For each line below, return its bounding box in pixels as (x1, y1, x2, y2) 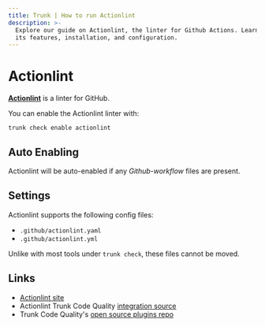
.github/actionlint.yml (19, 235, 99, 243)
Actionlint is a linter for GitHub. (8, 94, 110, 103)
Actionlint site (19, 292, 65, 302)
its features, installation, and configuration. (15, 33, 178, 42)
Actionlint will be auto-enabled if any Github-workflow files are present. (8, 166, 241, 176)
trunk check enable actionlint (8, 124, 111, 132)
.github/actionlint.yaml (19, 226, 102, 235)
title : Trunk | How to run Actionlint (8, 11, 136, 20)
